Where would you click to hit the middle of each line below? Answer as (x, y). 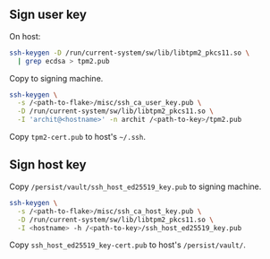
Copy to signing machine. (56, 78)
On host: (25, 36)
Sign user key (48, 15)
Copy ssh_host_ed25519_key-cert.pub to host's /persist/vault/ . (127, 245)
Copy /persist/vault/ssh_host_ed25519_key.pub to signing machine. (135, 186)
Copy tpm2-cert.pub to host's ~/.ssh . (77, 137)
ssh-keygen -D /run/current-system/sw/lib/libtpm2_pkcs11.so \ (130, 53)
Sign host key (48, 165)
